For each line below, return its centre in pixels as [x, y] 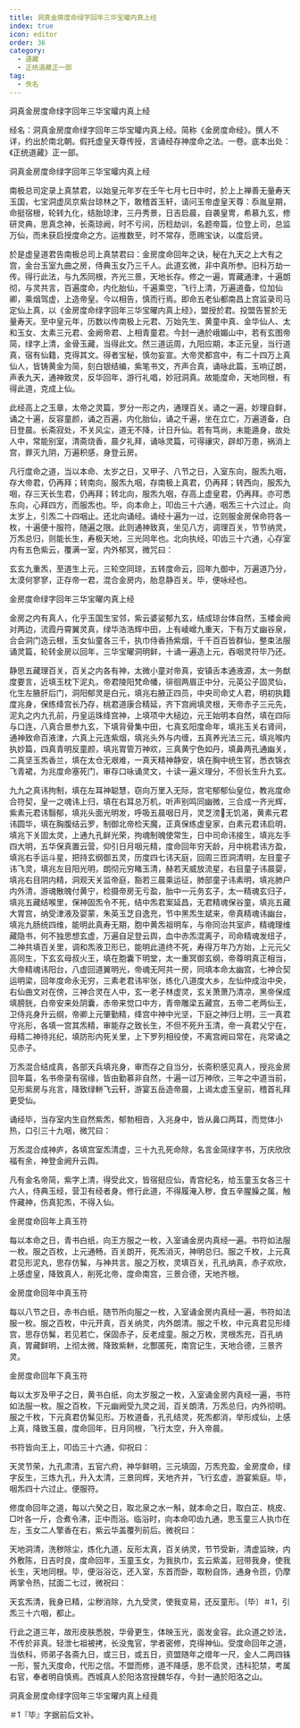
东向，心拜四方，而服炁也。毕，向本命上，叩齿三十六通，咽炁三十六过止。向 [150, 505]
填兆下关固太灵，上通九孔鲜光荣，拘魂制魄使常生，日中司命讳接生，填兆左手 [150, 834]
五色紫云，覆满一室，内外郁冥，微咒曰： [99, 549]
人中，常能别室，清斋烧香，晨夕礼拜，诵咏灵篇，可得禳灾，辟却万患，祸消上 [150, 441]
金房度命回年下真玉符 [48, 1375]
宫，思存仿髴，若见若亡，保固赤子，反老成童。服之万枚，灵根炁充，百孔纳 [146, 1334]
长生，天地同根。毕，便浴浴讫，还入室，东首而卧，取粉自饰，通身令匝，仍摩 [150, 1571]
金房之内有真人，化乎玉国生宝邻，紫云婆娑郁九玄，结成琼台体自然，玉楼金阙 [150, 618]
